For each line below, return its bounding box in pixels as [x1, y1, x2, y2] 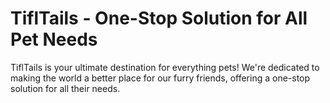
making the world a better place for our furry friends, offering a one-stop [10, 72, 311, 84]
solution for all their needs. [10, 82, 121, 94]
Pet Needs [10, 28, 98, 51]
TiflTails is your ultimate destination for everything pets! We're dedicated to [10, 61, 320, 73]
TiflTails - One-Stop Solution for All [10, 7, 308, 30]
